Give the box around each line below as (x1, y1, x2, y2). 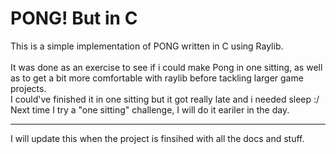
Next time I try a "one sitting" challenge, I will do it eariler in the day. (10, 103, 290, 116)
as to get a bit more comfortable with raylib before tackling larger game (10, 72, 304, 84)
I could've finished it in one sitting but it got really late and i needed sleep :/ (10, 93, 320, 105)
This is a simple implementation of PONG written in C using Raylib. (10, 40, 284, 52)
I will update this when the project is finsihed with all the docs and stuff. (10, 132, 305, 144)
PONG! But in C (10, 7, 138, 30)
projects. (10, 82, 47, 94)
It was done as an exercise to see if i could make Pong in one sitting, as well (10, 61, 323, 73)
